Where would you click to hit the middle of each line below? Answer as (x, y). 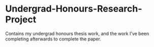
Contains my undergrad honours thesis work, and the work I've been (77, 33)
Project (21, 19)
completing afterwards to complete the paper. (53, 39)
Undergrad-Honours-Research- (74, 9)
